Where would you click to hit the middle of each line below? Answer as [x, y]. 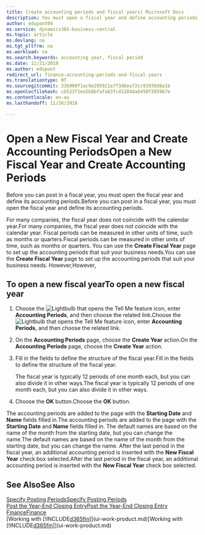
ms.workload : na [27, 52]
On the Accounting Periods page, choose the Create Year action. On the [106, 340]
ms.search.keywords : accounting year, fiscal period [75, 58]
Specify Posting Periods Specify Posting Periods [67, 499]
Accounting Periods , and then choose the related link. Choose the [98, 315]
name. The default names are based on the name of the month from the [95, 440]
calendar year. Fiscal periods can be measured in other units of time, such [100, 233]
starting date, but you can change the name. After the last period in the [95, 446]
